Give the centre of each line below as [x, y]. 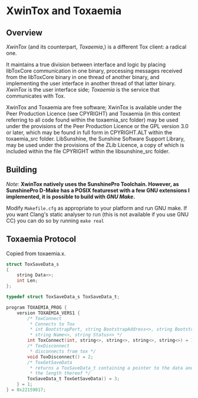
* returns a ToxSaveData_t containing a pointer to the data [106, 368]
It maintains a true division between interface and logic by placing [86, 64]
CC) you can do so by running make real [55, 220]
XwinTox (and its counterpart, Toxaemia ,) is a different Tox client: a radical [96, 47]
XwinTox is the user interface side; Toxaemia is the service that [83, 89]
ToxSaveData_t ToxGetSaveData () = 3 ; [73, 379]
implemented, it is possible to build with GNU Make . [71, 197]
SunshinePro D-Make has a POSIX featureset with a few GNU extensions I [98, 190]
